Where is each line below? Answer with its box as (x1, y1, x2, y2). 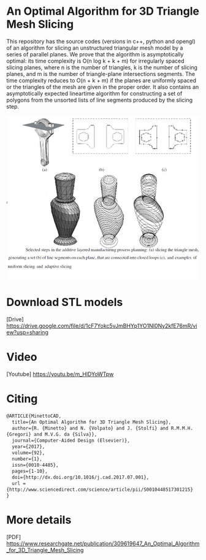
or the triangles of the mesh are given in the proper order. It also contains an (6, 83, 199, 90)
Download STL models (6, 296, 123, 309)
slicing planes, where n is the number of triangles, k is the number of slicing (6, 63, 198, 71)
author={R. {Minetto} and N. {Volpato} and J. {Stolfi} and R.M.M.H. (12, 425, 193, 432)
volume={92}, (12, 450, 45, 456)
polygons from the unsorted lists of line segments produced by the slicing (6, 96, 193, 104)
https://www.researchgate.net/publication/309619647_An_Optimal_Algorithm (6, 540, 200, 547)
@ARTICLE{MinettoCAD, (6, 413, 62, 420)
